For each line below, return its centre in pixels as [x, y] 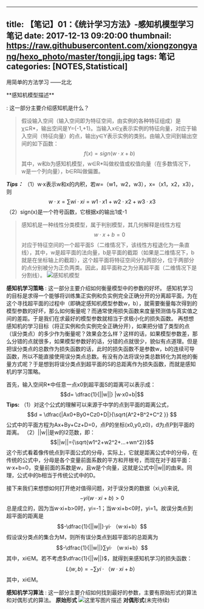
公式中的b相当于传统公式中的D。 [58, 475]
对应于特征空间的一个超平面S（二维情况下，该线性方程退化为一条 [103, 245]
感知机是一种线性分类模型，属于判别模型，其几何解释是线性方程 [101, 225]
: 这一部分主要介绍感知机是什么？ [48, 107]
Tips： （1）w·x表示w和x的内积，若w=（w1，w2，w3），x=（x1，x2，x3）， [102, 184]
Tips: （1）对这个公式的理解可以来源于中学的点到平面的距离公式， [89, 404]
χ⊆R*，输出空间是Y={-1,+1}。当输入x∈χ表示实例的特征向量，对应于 [106, 128]
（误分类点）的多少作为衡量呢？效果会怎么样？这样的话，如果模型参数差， [99, 333]
